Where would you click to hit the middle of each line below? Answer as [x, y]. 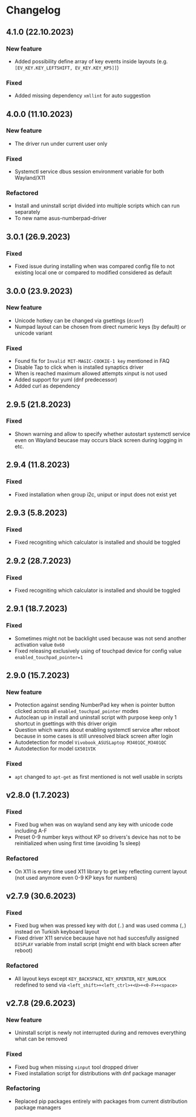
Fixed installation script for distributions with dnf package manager [95, 1073]
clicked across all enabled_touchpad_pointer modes [76, 711]
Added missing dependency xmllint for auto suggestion [82, 96]
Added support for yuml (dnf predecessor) [66, 380]
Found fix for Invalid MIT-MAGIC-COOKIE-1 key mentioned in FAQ [92, 361]
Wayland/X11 [30, 178]
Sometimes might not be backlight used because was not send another [100, 638]
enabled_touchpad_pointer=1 [49, 657]
